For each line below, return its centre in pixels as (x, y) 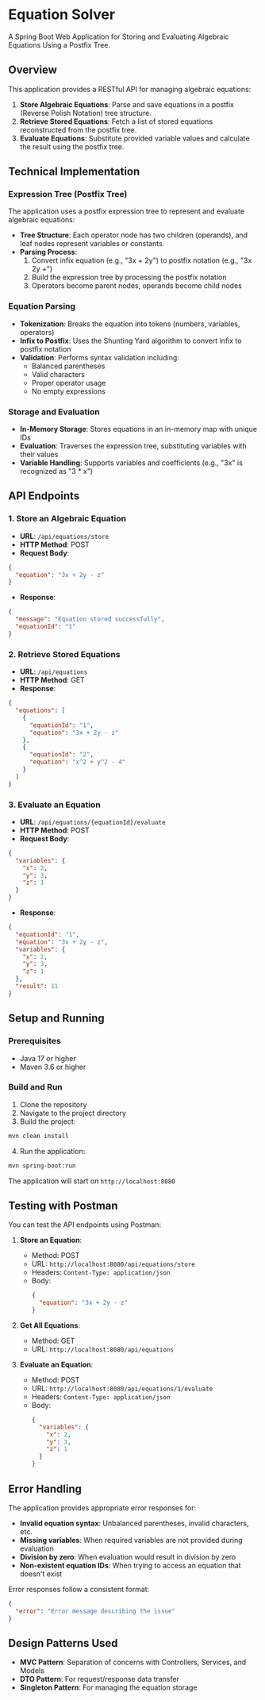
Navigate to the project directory (73, 1113)
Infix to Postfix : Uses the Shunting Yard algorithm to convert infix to (131, 340)
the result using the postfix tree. (72, 146)
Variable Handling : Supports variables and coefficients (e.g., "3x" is (131, 463)
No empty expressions (68, 391)
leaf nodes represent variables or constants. (92, 244)
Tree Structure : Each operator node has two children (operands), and (134, 235)
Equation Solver (62, 15)
